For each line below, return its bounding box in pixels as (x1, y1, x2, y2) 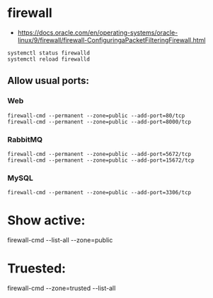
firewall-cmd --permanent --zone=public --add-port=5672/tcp (7, 150, 192, 157)
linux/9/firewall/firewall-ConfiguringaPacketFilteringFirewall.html (17, 35, 206, 44)
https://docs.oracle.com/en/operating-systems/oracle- (17, 28, 178, 37)
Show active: (7, 213, 86, 229)
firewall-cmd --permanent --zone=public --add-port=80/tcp (7, 112, 185, 119)
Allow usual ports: (7, 75, 90, 87)
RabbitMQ (7, 134, 43, 144)
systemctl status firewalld (7, 49, 91, 56)
